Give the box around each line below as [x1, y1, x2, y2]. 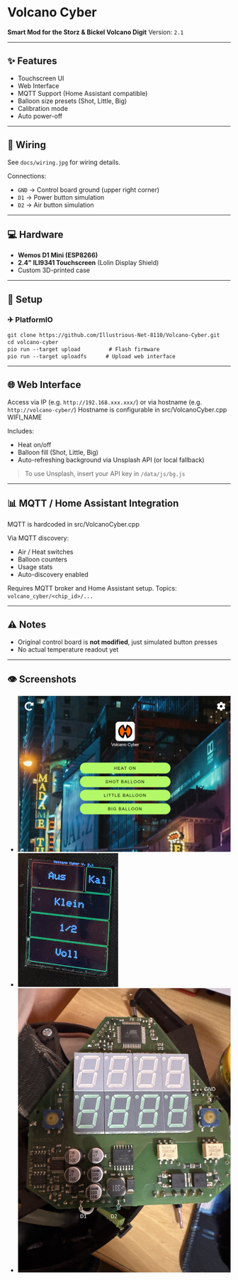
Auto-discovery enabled [17, 570, 89, 579]
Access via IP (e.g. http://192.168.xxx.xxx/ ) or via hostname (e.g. [7, 397, 203, 406]
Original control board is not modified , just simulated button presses [17, 638, 218, 646]
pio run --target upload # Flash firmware [7, 346, 160, 353]
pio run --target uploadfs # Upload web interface [7, 353, 176, 360]
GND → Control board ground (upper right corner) [17, 185, 160, 194]
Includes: [7, 426, 34, 435]
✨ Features [7, 55, 57, 68]
